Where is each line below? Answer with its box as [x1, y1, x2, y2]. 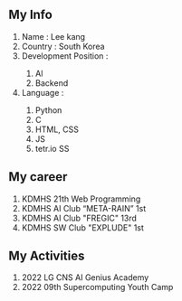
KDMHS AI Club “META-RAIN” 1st [21, 202, 147, 213]
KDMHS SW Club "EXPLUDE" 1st [21, 221, 144, 233]
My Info [8, 7, 53, 23]
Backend [34, 77, 69, 89]
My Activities [8, 249, 85, 264]
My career [8, 169, 68, 184]
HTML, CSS [34, 124, 79, 135]
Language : [21, 87, 64, 98]
